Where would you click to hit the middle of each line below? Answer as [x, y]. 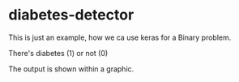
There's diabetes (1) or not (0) [58, 53]
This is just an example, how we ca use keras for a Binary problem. [120, 37]
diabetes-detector [71, 15]
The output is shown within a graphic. [71, 69]
